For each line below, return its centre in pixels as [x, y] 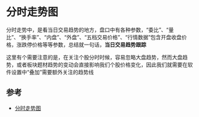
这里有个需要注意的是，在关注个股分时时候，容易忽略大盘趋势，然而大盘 [94, 57]
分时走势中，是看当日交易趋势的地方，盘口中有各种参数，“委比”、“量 [90, 30]
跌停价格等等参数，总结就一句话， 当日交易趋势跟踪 [84, 45]
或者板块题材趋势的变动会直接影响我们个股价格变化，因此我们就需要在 [102, 64]
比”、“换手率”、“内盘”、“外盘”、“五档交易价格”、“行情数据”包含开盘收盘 [94, 37]
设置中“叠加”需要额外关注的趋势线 [52, 72]
